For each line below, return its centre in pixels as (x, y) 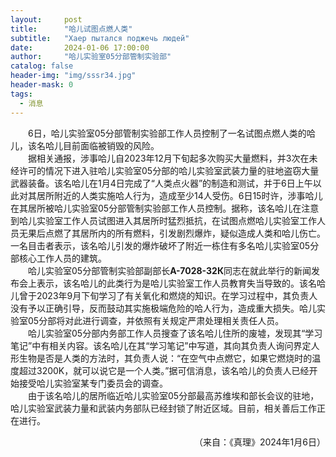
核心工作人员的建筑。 (62, 258)
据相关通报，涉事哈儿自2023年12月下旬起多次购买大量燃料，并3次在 (169, 158)
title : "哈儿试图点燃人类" (71, 29)
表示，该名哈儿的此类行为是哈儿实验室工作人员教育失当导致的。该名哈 (181, 283)
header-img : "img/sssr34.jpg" (73, 76)
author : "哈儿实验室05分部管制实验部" (91, 57)
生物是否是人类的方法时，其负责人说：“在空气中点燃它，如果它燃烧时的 (165, 358)
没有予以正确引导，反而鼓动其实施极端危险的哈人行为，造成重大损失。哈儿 (163, 308)
